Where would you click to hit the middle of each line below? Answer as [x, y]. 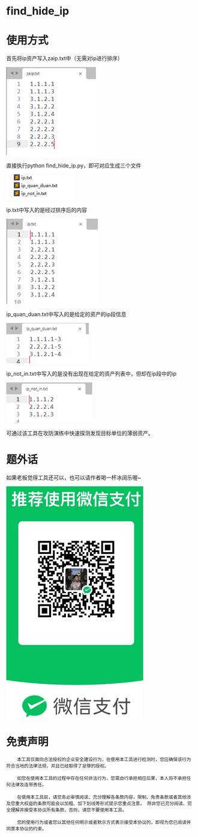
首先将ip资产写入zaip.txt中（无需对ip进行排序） [64, 58]
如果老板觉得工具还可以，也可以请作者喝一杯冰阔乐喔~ [74, 478]
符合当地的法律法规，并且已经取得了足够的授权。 [58, 766]
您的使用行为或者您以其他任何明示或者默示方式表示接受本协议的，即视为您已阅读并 [104, 823]
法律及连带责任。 [28, 785]
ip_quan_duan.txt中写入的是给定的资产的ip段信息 [66, 314]
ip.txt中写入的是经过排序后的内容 [47, 210]
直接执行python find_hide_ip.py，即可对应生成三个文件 [74, 166]
